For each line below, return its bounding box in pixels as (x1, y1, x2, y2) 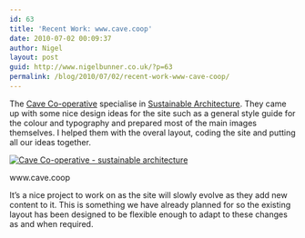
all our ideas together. (9, 136, 91, 147)
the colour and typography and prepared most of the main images (9, 117, 258, 128)
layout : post (9, 53, 59, 63)
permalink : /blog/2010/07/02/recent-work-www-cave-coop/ (9, 73, 230, 82)
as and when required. (9, 218, 94, 229)
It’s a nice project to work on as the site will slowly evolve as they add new (9, 189, 289, 200)
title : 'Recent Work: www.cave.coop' (9, 24, 153, 34)
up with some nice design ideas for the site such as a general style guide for (9, 107, 296, 118)
